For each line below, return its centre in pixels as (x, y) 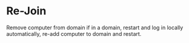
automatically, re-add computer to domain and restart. (74, 33)
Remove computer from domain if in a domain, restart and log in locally (95, 27)
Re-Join (26, 11)
